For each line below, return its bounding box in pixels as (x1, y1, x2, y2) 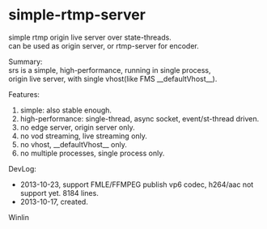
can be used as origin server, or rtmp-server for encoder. (8, 40, 200, 50)
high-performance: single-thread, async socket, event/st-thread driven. (19, 113, 260, 123)
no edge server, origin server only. (19, 122, 135, 132)
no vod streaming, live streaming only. (19, 131, 148, 141)
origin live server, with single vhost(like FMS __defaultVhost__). (8, 74, 218, 83)
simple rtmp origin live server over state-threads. (8, 32, 172, 42)
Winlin (8, 212, 30, 222)
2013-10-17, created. (19, 197, 89, 206)
